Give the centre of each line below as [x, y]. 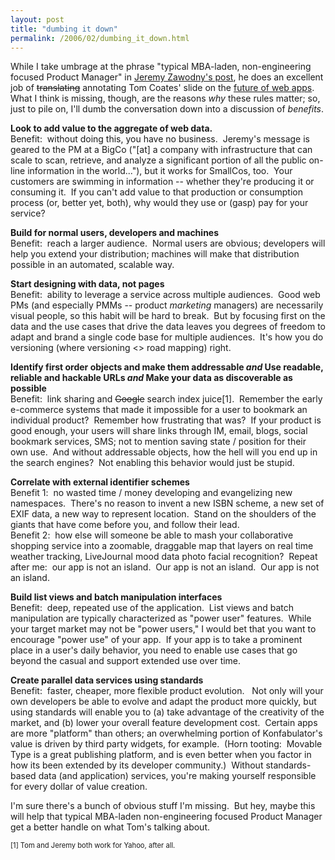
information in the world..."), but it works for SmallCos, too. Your [160, 171]
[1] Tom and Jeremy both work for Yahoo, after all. [93, 846]
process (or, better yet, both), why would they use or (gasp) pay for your [159, 203]
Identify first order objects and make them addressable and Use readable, [167, 367]
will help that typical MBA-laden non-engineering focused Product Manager [166, 817]
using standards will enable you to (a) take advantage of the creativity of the [167, 712]
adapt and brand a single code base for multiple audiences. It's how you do [167, 337]
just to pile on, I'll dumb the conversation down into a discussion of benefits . [167, 109]
